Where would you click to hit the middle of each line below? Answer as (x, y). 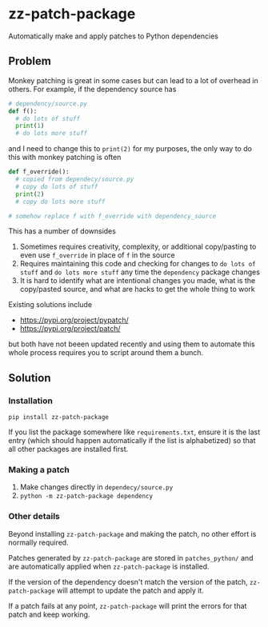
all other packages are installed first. (68, 449)
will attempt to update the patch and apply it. (130, 590)
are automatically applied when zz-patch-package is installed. (109, 566)
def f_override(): (39, 172)
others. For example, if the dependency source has (92, 89)
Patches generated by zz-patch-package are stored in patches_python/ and (131, 557)
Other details (34, 517)
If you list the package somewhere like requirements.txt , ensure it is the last (134, 432)
